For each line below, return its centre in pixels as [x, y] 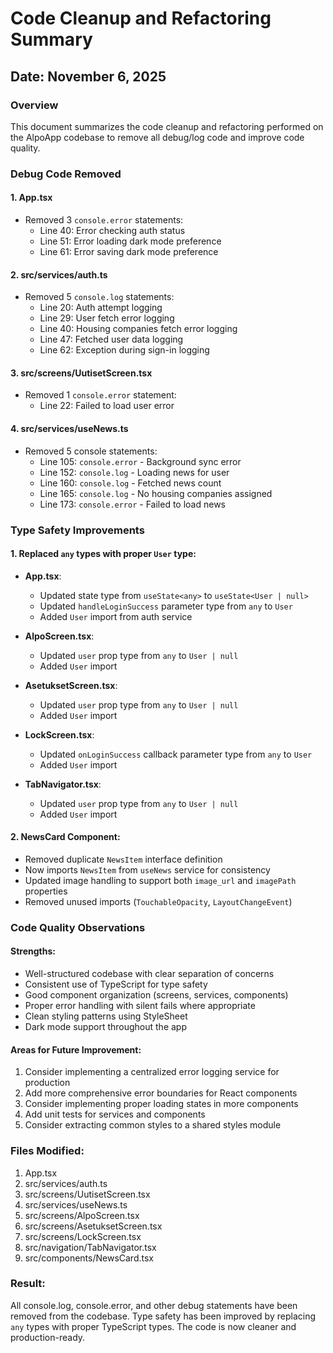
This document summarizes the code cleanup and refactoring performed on [167, 126]
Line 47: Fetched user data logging [111, 339]
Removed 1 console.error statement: [100, 395]
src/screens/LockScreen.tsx [83, 1236]
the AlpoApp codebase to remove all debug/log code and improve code [157, 137]
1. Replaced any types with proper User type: [103, 554]
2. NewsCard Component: [65, 837]
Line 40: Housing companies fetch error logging [138, 329]
